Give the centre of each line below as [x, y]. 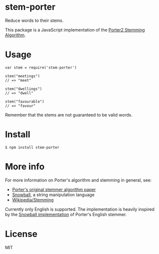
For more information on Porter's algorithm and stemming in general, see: [78, 180]
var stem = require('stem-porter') [41, 68]
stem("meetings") [23, 76]
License [21, 234]
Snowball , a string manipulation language [53, 195]
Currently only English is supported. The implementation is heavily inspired [80, 209]
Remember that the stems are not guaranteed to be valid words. [69, 115]
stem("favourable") [25, 102]
